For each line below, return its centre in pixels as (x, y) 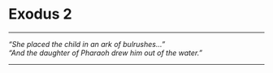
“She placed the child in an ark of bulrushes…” (87, 44)
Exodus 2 (40, 14)
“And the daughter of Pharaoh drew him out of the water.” (106, 53)
